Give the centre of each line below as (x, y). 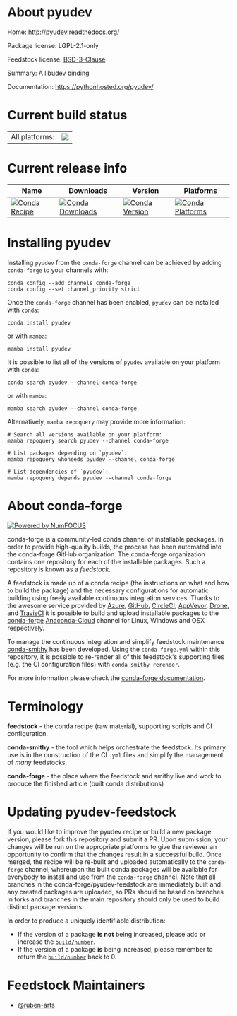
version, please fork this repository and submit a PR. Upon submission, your (117, 839)
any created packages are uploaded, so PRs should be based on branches (116, 892)
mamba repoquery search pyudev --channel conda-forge (88, 440)
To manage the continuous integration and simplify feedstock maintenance (116, 641)
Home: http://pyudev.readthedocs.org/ (63, 32)
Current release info (67, 169)
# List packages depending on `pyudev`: (68, 453)
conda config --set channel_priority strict (74, 289)
